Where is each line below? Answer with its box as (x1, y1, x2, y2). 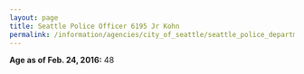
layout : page (9, 13, 59, 23)
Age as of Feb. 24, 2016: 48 (9, 55, 115, 66)
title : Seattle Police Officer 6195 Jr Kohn (9, 22, 180, 31)
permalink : (9, 30, 51, 39)
